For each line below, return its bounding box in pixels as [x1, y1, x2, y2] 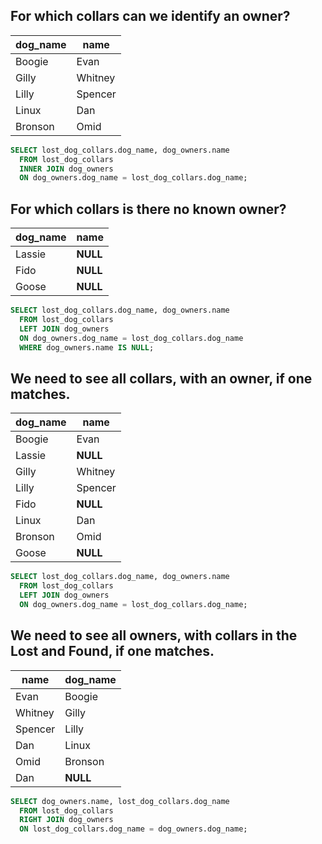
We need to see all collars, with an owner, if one [10, 370, 313, 387]
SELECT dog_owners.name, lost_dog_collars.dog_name [10, 796, 230, 806]
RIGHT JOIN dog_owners [19, 815, 114, 825]
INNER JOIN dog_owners [19, 164, 114, 174]
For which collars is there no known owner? [10, 200, 287, 218]
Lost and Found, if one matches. [10, 643, 215, 660]
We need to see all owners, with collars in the [10, 627, 298, 644]
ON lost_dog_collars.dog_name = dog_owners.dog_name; [19, 824, 248, 834]
